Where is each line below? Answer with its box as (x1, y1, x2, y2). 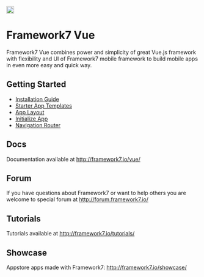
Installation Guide (15, 95, 59, 103)
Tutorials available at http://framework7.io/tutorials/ (6, 230, 135, 237)
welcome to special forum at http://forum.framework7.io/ (6, 196, 148, 203)
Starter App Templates (15, 102, 72, 109)
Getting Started (6, 79, 67, 90)
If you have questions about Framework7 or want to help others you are (6, 190, 186, 197)
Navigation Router (15, 121, 61, 128)
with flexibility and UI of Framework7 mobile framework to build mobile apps (6, 55, 199, 62)
